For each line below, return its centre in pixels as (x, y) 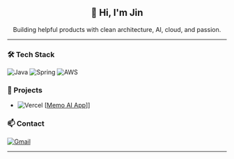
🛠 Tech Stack (31, 54)
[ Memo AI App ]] (67, 106)
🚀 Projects (25, 90)
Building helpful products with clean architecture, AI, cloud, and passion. (117, 29)
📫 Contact (26, 124)
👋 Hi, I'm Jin (117, 13)
